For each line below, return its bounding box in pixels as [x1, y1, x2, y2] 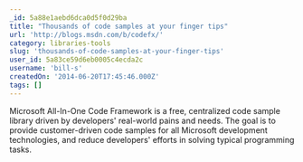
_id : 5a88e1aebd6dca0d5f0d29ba [9, 13, 128, 23]
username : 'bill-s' [9, 64, 83, 73]
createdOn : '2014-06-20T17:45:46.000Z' [9, 72, 160, 81]
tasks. [9, 144, 33, 155]
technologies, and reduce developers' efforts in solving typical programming [9, 134, 295, 145]
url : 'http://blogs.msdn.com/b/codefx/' [9, 30, 165, 39]
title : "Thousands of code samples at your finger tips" [9, 22, 229, 31]
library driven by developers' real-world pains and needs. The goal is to [9, 115, 276, 126]
